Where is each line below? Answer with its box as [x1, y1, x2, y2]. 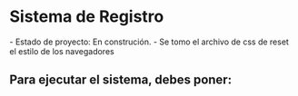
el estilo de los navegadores [9, 45, 115, 56]
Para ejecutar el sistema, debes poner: [9, 72, 233, 88]
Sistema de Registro [9, 6, 164, 27]
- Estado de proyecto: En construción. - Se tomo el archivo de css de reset [9, 36, 289, 47]
